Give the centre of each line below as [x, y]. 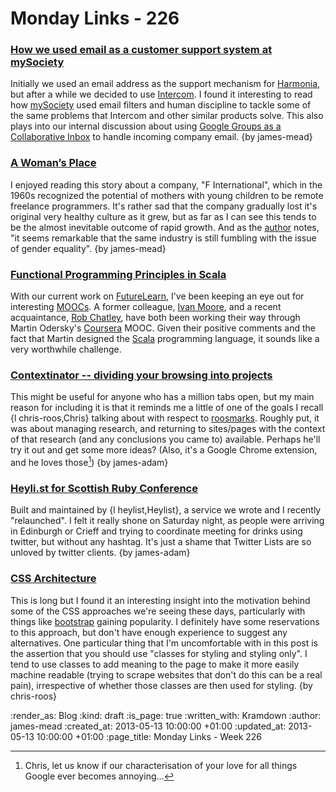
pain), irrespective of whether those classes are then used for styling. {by [161, 685]
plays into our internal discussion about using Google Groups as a [146, 126]
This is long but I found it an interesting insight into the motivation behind [160, 600]
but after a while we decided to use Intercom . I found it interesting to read [161, 94]
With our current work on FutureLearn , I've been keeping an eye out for [157, 296]
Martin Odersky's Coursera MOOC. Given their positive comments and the [163, 328]
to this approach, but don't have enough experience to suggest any [149, 632]
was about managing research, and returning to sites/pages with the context [168, 429]
